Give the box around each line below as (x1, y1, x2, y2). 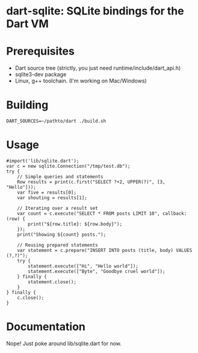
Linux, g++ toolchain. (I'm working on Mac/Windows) (14, 77, 147, 85)
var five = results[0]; (17, 189, 77, 195)
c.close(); (17, 295, 45, 301)
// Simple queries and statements (17, 174, 104, 180)
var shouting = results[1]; (17, 195, 87, 201)
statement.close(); (28, 279, 77, 285)
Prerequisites (6, 45, 75, 58)
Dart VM (6, 17, 49, 31)
